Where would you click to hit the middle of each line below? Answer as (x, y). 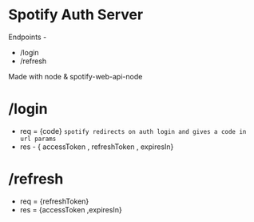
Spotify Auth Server (76, 15)
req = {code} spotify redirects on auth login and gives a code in (133, 131)
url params (38, 139)
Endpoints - (28, 37)
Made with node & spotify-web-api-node (75, 76)
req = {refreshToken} (54, 201)
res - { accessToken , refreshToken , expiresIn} (97, 147)
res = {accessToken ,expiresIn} (71, 209)
